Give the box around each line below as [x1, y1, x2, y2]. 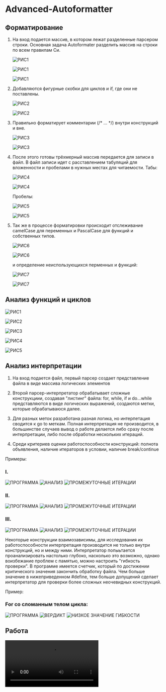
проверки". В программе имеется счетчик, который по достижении [5, 563, 150, 569]
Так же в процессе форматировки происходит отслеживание [12, 222, 143, 228]
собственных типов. [12, 233, 56, 239]
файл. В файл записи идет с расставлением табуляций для [12, 159, 138, 165]
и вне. [12, 125, 26, 131]
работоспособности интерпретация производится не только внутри [5, 542, 150, 548]
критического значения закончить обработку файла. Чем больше [5, 568, 145, 574]
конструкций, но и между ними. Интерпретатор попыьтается [5, 547, 135, 553]
